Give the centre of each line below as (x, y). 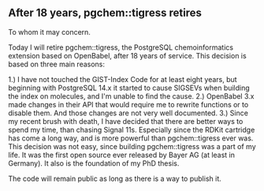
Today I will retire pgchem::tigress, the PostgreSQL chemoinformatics (121, 47)
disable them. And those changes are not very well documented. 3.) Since (128, 113)
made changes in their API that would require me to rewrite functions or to (128, 104)
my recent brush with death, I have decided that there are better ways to (126, 121)
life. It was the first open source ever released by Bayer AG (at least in (121, 155)
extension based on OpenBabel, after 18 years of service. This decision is (127, 55)
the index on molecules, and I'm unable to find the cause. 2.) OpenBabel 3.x (131, 96)
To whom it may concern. (49, 32)
